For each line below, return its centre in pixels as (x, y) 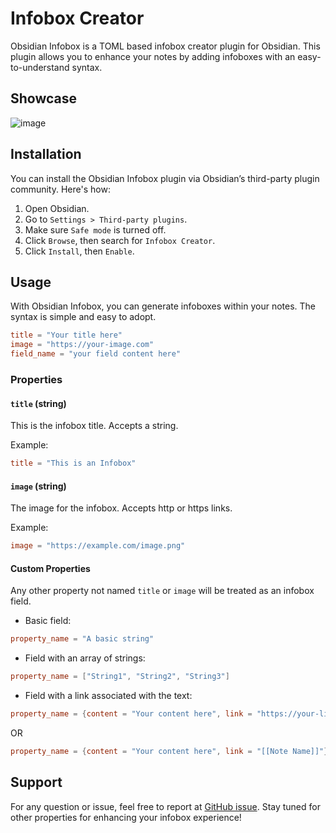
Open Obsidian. (57, 208)
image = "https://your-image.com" (82, 345)
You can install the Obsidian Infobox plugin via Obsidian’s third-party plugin (165, 178)
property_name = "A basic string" (82, 639)
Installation (46, 154)
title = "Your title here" (66, 335)
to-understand (40, 67)
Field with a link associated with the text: (108, 696)
